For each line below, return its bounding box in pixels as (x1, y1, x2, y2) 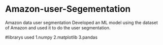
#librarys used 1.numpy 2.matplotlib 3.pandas (5, 34, 98, 40)
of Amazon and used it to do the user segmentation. (5, 24, 111, 30)
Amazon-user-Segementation (5, 3, 131, 15)
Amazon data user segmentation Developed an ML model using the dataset (5, 20, 158, 25)
